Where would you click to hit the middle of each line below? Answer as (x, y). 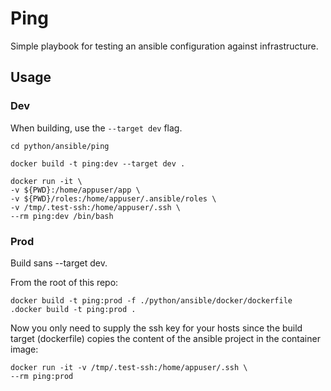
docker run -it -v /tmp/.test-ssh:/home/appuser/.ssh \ (129, 367)
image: (24, 349)
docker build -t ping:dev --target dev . (98, 163)
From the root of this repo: (64, 282)
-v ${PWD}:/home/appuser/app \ (75, 190)
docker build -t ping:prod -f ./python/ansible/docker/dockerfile (151, 300)
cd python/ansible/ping (60, 146)
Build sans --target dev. (59, 263)
